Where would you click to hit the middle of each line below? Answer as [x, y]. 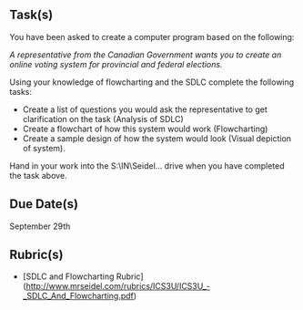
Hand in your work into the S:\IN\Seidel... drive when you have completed [147, 165]
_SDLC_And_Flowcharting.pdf [78, 296]
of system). [44, 148]
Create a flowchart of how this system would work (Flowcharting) [145, 129]
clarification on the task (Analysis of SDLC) [103, 119]
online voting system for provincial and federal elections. [116, 64]
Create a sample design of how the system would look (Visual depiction [157, 138]
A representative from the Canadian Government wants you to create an [146, 55]
